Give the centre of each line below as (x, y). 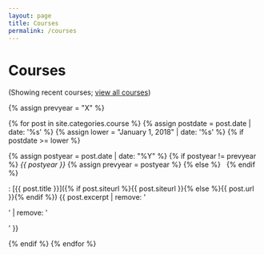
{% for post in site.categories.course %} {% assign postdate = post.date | (130, 123)
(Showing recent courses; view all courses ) (80, 92)
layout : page (30, 16)
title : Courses (34, 23)
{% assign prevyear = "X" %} (57, 108)
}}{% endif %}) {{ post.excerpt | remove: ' (77, 197)
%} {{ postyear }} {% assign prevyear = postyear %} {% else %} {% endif (132, 164)
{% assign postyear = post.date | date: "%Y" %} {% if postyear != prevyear (132, 156)
